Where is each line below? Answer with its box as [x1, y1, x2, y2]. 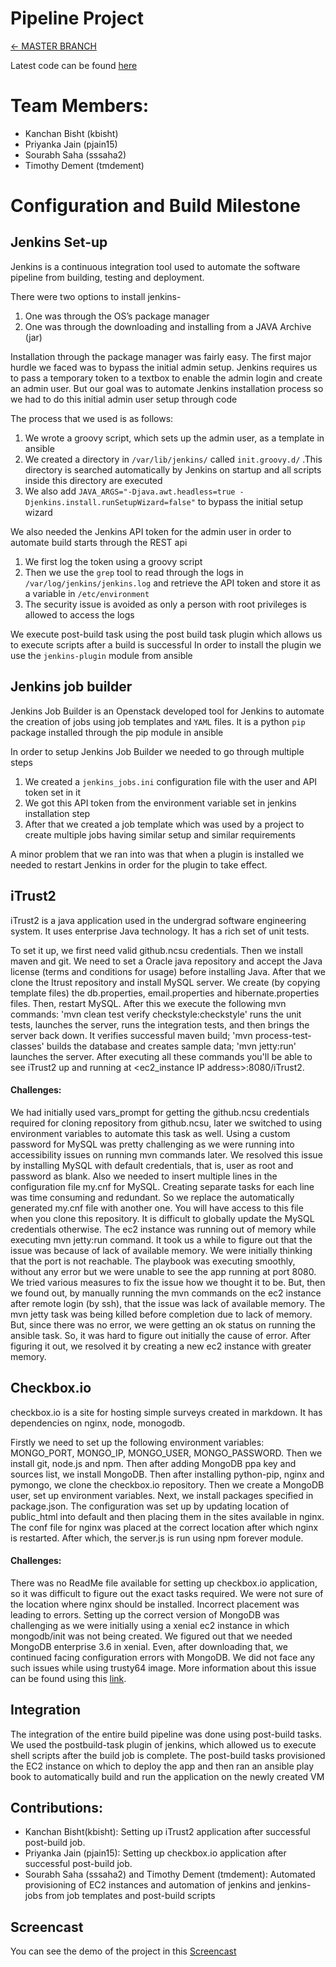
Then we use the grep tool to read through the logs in [24, 566, 244, 578]
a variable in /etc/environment [24, 587, 150, 599]
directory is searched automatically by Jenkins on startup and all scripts [24, 463, 322, 476]
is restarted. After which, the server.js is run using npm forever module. [10, 1532, 304, 1544]
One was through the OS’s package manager [24, 310, 210, 322]
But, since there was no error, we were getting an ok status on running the [10, 1318, 316, 1331]
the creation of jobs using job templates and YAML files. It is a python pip [10, 715, 306, 727]
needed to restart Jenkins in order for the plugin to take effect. [10, 858, 268, 871]
